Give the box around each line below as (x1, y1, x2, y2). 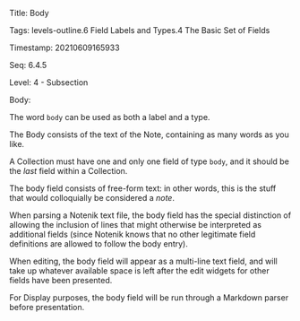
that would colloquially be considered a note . (9, 193, 175, 203)
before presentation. (9, 302, 85, 312)
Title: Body (9, 8, 49, 18)
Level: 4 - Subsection (9, 77, 89, 88)
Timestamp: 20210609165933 (9, 42, 120, 53)
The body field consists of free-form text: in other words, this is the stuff (9, 183, 277, 194)
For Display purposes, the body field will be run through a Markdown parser (9, 292, 289, 303)
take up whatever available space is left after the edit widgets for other (9, 265, 270, 276)
